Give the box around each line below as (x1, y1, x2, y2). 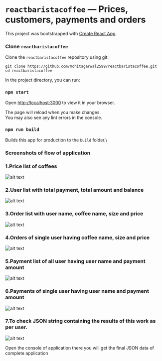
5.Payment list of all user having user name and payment (5, 257, 146, 264)
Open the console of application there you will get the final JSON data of (5, 345, 155, 351)
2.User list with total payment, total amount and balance (5, 186, 144, 193)
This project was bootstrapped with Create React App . (5, 30, 117, 36)
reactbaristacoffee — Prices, (5, 3, 128, 15)
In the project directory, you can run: (5, 77, 80, 83)
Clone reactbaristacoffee (5, 43, 68, 50)
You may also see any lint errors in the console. (5, 115, 102, 120)
